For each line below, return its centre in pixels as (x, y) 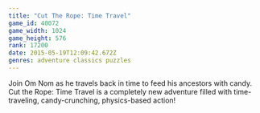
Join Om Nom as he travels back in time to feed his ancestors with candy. (130, 83)
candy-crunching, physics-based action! (108, 100)
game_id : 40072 (34, 23)
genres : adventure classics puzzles (70, 61)
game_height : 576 (37, 38)
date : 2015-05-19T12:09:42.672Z (62, 53)
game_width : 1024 (37, 30)
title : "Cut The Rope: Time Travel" (70, 16)
